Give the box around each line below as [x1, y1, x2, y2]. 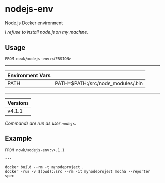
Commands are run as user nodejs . [5, 120, 77, 126]
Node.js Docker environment [5, 20, 63, 26]
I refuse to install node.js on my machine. [5, 29, 88, 35]
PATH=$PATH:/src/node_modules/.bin [55, 80, 143, 87]
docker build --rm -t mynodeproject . [5, 164, 84, 170]
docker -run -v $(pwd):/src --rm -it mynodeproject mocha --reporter [5, 169, 151, 174]
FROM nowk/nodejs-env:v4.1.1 [5, 147, 65, 153]
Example [5, 134, 32, 143]
